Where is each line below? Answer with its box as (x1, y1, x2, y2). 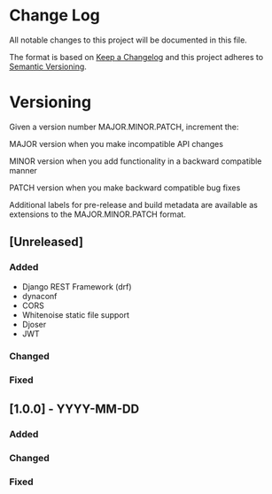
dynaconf (21, 290, 58, 301)
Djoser (21, 319, 47, 329)
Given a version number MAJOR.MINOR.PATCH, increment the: (9, 121, 239, 132)
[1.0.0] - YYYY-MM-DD (9, 401, 140, 416)
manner (9, 165, 38, 175)
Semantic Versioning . (9, 61, 87, 72)
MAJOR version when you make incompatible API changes (9, 138, 224, 149)
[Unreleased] (9, 235, 84, 250)
